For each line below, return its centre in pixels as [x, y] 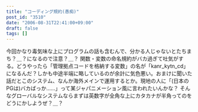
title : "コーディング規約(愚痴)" [43, 12]
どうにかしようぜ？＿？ [35, 103]
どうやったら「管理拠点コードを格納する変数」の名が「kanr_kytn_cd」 [103, 66]
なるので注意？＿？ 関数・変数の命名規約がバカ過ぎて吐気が [105, 59]
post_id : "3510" [26, 17]
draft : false [22, 28]
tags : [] [17, 34]
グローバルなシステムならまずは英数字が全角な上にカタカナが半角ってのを [101, 96]
